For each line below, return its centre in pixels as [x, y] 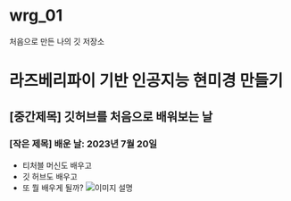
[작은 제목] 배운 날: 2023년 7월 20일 [83, 144]
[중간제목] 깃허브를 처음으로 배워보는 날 [111, 117]
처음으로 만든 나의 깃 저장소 [57, 41]
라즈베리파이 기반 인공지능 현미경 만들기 [146, 81]
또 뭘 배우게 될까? [53, 188]
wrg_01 [36, 16]
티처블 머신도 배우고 [57, 165]
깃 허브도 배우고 [50, 176]
